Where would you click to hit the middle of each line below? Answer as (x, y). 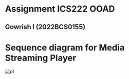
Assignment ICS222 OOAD (60, 9)
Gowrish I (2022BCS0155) (45, 27)
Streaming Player (41, 58)
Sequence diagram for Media (65, 47)
